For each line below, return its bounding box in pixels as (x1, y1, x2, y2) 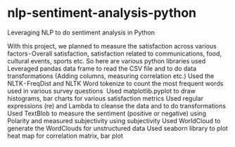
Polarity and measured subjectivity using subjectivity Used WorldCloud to (7, 116, 221, 124)
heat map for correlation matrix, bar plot (7, 132, 123, 140)
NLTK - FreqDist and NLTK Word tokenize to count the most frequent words (7, 79, 224, 87)
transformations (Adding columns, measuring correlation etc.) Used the (7, 72, 215, 80)
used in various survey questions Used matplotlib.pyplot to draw (7, 87, 196, 95)
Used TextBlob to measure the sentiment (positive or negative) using (7, 109, 206, 117)
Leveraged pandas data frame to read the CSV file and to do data (7, 64, 197, 72)
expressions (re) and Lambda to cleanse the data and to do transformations (7, 101, 227, 110)
